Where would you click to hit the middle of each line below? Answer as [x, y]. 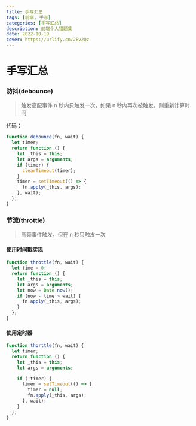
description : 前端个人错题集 [39, 28]
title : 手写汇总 [24, 12]
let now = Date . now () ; [45, 290]
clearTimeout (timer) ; [49, 170]
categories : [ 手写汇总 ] [34, 23]
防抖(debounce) [30, 92]
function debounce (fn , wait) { [45, 137]
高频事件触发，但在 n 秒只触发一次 [63, 235]
